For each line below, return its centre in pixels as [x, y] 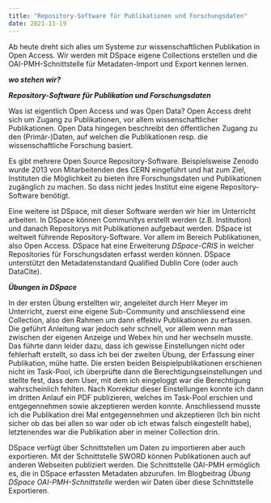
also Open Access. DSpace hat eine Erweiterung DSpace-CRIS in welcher [131, 245]
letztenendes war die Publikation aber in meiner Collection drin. [114, 432]
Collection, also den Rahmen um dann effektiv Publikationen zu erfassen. [130, 320]
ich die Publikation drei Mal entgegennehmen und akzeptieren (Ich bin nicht [134, 415]
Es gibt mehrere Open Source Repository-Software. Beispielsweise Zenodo [133, 161]
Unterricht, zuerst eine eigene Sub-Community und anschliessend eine [127, 311]
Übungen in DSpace [42, 287]
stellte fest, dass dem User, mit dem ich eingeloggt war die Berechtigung [129, 380]
